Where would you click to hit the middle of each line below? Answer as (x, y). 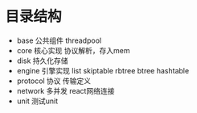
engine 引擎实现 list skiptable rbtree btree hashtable (103, 70)
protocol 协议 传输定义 (54, 81)
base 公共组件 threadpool (59, 40)
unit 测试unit (37, 101)
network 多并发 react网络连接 (66, 90)
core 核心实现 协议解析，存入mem (73, 50)
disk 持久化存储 (42, 61)
